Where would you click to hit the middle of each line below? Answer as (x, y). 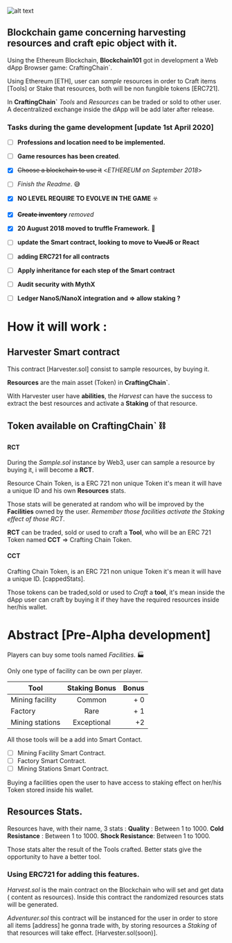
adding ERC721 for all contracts (63, 256)
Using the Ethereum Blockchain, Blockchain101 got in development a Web (113, 60)
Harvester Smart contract (63, 352)
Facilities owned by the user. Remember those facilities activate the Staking (116, 511)
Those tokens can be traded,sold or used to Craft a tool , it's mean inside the (116, 592)
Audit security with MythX (56, 284)
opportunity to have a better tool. (54, 856)
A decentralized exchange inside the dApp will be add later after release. (111, 109)
